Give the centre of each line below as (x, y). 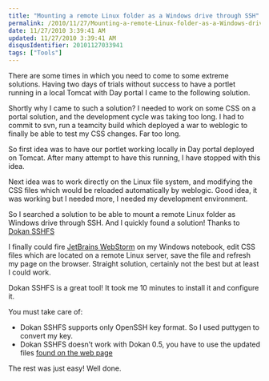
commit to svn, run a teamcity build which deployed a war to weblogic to (128, 125)
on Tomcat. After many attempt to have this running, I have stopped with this (134, 158)
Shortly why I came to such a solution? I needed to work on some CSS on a (132, 108)
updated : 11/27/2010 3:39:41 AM (62, 38)
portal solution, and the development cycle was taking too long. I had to (126, 116)
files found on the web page (66, 353)
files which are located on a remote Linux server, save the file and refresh (129, 255)
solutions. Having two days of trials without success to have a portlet (122, 84)
